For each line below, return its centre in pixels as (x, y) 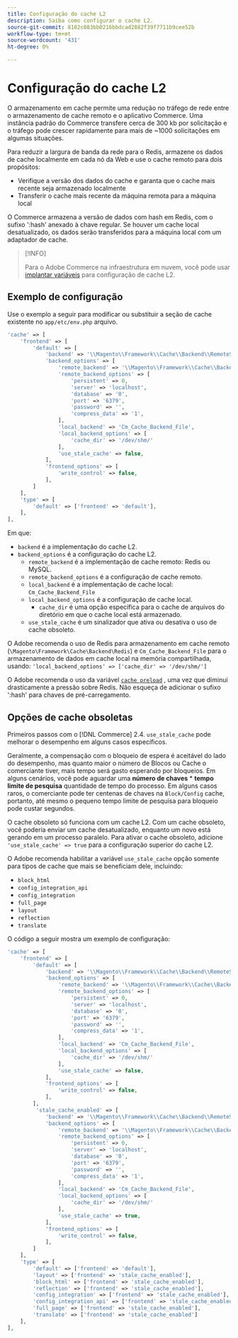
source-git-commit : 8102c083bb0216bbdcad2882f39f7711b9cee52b (101, 27)
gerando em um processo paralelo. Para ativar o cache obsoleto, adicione (115, 837)
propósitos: (24, 167)
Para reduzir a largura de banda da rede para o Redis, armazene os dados (115, 152)
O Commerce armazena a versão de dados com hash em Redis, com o (110, 216)
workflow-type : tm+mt (39, 34)
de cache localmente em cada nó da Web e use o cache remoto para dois (115, 159)
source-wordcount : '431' (44, 40)
